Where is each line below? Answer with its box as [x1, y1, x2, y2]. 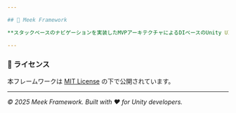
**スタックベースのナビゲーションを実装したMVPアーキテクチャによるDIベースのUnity [7, 29, 222, 36]
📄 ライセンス [7, 60, 51, 69]
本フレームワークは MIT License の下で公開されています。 [7, 77, 175, 85]
